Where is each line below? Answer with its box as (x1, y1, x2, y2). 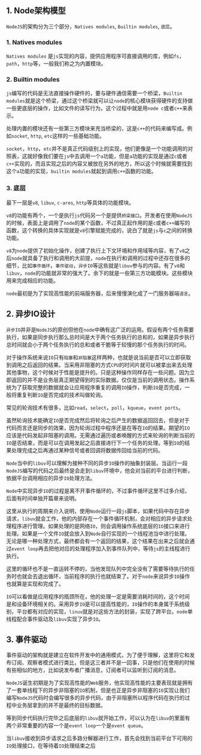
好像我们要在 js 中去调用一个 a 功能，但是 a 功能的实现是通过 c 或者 (32, 152, 187, 160)
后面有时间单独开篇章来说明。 (6, 494, 80, 502)
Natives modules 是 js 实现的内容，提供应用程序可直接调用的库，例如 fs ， (6, 53, 184, 60)
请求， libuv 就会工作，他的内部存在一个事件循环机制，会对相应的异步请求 (6, 515, 187, 522)
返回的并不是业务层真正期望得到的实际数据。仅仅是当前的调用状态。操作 (11, 376, 190, 383)
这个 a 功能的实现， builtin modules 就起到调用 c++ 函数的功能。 (6, 167, 157, 175)
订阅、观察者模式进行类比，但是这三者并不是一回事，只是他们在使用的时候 (11, 659, 195, 666)
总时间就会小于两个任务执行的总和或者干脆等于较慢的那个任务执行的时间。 (6, 341, 190, 348)
